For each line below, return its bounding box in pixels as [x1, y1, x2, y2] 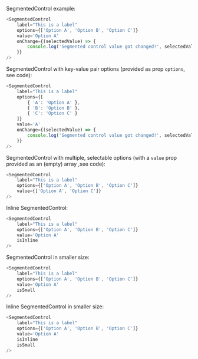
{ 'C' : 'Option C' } [27, 110, 78, 117]
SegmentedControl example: [6, 5, 75, 12]
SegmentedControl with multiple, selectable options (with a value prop [6, 154, 177, 161]
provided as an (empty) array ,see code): [6, 160, 106, 167]
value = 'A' [16, 121, 41, 127]
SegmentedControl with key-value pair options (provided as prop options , [6, 65, 186, 73]
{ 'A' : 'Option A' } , [27, 100, 81, 106]
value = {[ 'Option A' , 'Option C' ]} [16, 188, 101, 194]
